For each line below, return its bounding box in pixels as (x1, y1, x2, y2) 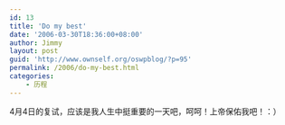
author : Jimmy (9, 38, 63, 48)
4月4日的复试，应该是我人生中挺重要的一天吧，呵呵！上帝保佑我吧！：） (9, 105, 282, 117)
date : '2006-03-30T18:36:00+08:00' (9, 30, 144, 39)
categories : (9, 72, 54, 81)
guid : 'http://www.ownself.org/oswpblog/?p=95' (9, 55, 193, 64)
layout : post (9, 47, 59, 56)
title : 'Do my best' (9, 22, 88, 31)
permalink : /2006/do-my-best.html (9, 64, 140, 73)
